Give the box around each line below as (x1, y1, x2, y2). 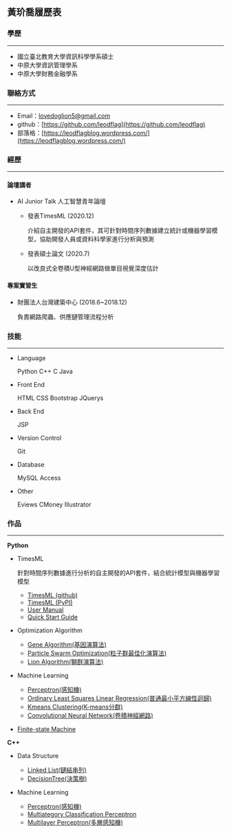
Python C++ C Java (16, 367, 74, 375)
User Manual (27, 606, 64, 614)
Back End (16, 407, 45, 415)
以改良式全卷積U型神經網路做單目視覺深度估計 (27, 264, 159, 273)
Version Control (16, 434, 62, 442)
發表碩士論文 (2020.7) (27, 249, 90, 258)
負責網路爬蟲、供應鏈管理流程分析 (16, 312, 114, 321)
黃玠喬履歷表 (7, 6, 62, 19)
